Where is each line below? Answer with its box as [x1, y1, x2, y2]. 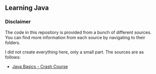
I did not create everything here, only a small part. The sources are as [5, 49, 144, 55]
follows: [5, 54, 21, 60]
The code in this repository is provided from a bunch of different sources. [5, 29, 152, 35]
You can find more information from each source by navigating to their [5, 34, 145, 40]
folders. [5, 40, 20, 45]
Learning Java [5, 4, 49, 12]
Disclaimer [5, 18, 31, 25]
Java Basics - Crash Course [12, 63, 68, 69]
